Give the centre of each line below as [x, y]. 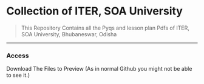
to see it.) [18, 75]
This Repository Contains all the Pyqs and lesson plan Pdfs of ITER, [105, 28]
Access [18, 56]
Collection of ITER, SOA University [95, 11]
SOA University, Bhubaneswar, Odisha [69, 34]
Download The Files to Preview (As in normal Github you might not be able [99, 69]
